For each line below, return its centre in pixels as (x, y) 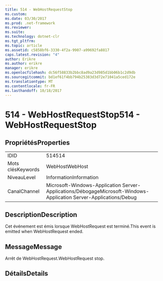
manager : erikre (21, 68)
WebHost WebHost (67, 167)
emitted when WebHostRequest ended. (44, 232)
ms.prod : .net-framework (30, 23)
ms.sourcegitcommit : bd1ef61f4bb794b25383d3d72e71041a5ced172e (70, 77)
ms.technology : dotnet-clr (32, 37)
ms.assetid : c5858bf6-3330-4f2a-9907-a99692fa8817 (57, 50)
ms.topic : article (24, 46)
